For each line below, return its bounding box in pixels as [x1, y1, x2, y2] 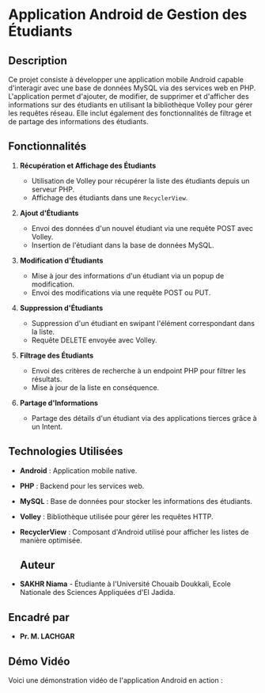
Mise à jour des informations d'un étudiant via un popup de [31, 271, 225, 280]
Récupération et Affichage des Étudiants [19, 161, 157, 170]
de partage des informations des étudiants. [8, 117, 149, 126]
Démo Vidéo [8, 654, 70, 668]
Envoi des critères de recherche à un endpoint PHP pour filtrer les [31, 365, 247, 375]
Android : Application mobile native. [19, 465, 138, 475]
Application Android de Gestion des [8, 6, 248, 24]
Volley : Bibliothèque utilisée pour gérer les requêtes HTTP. [19, 512, 214, 521]
